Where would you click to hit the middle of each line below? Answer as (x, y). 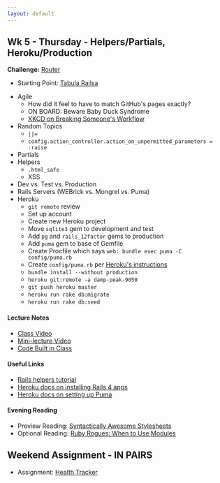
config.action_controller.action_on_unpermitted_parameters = (120, 142)
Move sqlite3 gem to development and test (90, 229)
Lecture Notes (28, 318)
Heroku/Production (50, 53)
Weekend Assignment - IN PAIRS (80, 455)
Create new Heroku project (67, 221)
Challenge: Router (34, 70)
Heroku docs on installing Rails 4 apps (72, 387)
